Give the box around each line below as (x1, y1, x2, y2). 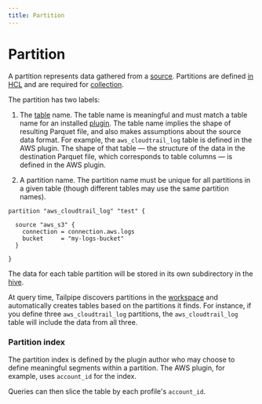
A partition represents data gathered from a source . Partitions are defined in (8, 71, 253, 81)
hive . (8, 277, 24, 286)
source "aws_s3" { (15, 220, 76, 228)
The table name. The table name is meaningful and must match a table (19, 110, 248, 119)
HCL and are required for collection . (8, 79, 124, 89)
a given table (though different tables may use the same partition (19, 184, 229, 193)
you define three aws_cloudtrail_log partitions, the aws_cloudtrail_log (8, 309, 238, 318)
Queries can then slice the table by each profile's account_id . (8, 386, 206, 396)
